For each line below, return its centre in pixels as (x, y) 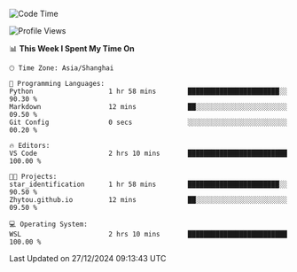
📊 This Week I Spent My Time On (72, 48)
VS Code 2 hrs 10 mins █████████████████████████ (148, 153)
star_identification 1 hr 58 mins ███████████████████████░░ (148, 184)
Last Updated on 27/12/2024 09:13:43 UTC (88, 258)
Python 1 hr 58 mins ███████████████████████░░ (148, 91)
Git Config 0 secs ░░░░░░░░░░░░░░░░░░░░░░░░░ (148, 122)
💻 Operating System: (49, 224)
